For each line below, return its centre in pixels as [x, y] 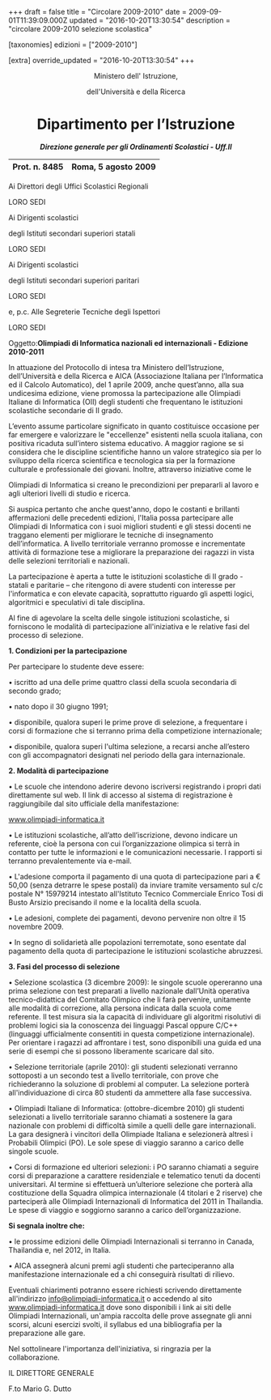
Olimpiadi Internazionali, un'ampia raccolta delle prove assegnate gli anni [130, 1316]
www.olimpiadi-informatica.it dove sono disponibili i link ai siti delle [120, 1307]
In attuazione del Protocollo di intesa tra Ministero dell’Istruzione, [116, 367]
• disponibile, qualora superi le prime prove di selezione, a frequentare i [128, 722]
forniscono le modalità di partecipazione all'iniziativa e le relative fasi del [129, 626]
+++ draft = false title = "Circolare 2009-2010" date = [98, 12]
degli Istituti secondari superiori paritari [74, 280]
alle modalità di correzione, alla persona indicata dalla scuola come [120, 1008]
